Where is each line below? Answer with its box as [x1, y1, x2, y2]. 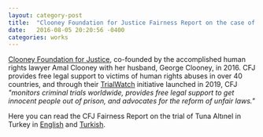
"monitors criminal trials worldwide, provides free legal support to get [8, 88, 235, 98]
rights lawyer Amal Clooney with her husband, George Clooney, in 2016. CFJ [8, 63, 256, 73]
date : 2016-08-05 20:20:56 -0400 [8, 26, 125, 34]
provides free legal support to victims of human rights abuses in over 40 [8, 71, 243, 81]
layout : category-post [8, 11, 83, 20]
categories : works [8, 33, 69, 41]
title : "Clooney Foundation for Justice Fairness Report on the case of [8, 19, 256, 27]
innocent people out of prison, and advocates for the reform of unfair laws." [8, 96, 256, 106]
